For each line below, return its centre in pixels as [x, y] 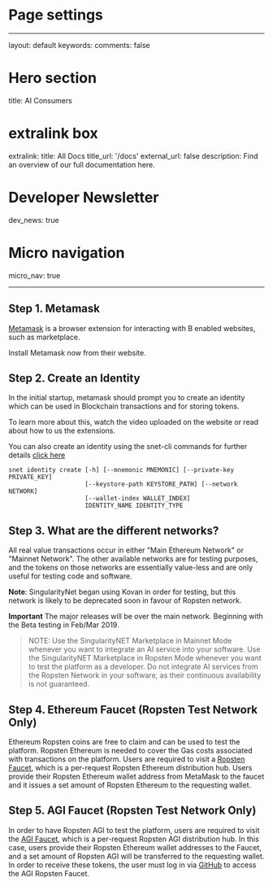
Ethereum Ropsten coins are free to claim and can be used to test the [124, 741]
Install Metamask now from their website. [77, 352]
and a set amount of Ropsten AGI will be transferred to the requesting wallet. [136, 856]
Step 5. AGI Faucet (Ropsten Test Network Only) [132, 811]
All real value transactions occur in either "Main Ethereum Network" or [126, 550]
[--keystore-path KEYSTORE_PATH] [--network [161, 484]
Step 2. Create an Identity [74, 378]
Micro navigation [67, 253]
